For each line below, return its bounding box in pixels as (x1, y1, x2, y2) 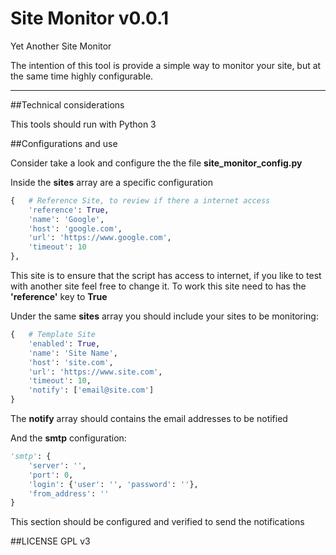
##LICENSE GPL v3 (10, 535, 91, 547)
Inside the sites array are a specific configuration (10, 176, 213, 188)
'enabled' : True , (28, 338, 101, 349)
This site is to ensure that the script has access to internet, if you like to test (10, 270, 322, 282)
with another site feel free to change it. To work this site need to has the (10, 280, 307, 292)
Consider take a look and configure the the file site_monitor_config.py (10, 157, 303, 169)
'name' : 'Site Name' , (28, 348, 118, 358)
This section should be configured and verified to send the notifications (10, 516, 305, 528)
